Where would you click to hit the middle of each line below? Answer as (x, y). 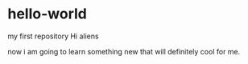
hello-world (48, 14)
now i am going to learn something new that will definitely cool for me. (124, 51)
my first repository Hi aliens (53, 36)
